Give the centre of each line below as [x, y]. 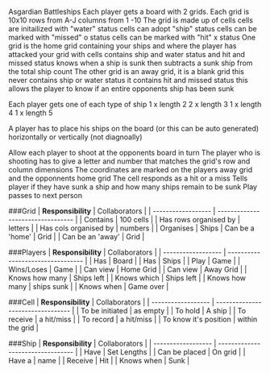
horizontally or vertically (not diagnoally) [75, 137]
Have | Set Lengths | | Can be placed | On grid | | [164, 352]
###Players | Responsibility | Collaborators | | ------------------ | [117, 252]
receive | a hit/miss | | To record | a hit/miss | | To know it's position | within [133, 319]
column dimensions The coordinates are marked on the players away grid [131, 170]
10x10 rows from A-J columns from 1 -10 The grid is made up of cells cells [131, 20]
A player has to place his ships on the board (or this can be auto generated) [134, 128]
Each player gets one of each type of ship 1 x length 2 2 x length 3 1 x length [135, 104]
